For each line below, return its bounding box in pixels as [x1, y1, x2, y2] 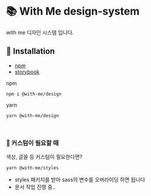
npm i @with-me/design [6, 91, 62, 97]
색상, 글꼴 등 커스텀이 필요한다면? [6, 154, 83, 161]
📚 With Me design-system [6, 5, 140, 18]
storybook [14, 68, 40, 75]
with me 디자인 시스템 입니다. [6, 29, 74, 36]
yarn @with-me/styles [6, 165, 59, 171]
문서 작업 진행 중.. [14, 184, 56, 191]
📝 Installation [6, 46, 55, 57]
